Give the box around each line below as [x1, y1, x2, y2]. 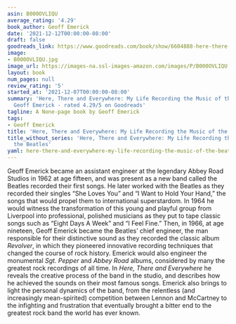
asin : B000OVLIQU [7, 10, 58, 18]
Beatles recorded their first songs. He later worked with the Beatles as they [7, 182, 225, 190]
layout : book [7, 69, 46, 76]
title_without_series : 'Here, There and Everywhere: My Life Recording [7, 134, 221, 141]
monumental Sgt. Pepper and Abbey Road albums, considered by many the [7, 257, 225, 264]
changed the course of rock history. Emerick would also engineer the [7, 249, 207, 257]
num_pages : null [7, 75, 55, 83]
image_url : [7, 63, 39, 70]
